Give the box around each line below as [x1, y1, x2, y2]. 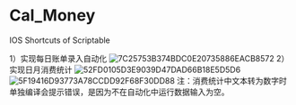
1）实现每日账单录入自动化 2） [9, 52, 290, 63]
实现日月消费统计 [9, 64, 73, 75]
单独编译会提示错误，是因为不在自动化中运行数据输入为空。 [9, 86, 230, 97]
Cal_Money [9, 5, 96, 26]
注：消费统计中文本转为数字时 [176, 75, 287, 85]
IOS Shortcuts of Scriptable [9, 35, 110, 45]
